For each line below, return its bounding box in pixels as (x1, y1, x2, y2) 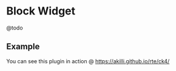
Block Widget (6, 4, 76, 18)
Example (6, 42, 40, 52)
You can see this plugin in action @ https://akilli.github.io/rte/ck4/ (6, 57, 170, 64)
